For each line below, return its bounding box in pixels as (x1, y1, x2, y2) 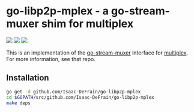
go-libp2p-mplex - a (6, 4, 109, 18)
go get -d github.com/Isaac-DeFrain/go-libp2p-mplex (6, 89, 141, 95)
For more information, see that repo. (6, 55, 96, 62)
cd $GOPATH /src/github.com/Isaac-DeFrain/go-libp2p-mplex (6, 94, 154, 100)
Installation (6, 73, 49, 83)
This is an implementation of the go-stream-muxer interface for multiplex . (6, 49, 189, 56)
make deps (6, 100, 31, 106)
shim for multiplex (41, 17, 134, 31)
